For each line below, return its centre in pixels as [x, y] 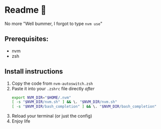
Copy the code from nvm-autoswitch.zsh [52, 83]
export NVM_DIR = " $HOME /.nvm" [41, 98]
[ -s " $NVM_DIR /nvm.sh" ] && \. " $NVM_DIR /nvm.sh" [64, 102]
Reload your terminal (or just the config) [52, 116]
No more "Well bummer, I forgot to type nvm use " [54, 24]
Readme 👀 [26, 10]
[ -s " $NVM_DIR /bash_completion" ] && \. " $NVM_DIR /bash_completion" [84, 107]
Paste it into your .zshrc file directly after [53, 88]
